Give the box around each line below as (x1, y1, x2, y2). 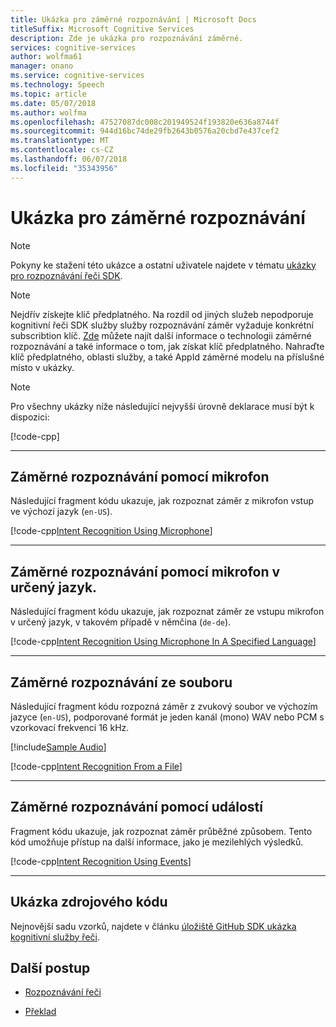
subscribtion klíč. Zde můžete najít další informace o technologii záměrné (10, 329, 312, 341)
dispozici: (10, 411, 50, 423)
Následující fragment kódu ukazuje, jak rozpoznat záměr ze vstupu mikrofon (10, 606, 325, 618)
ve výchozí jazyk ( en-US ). (10, 506, 113, 518)
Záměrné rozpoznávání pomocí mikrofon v (10, 563, 281, 580)
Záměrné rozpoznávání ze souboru (10, 674, 233, 691)
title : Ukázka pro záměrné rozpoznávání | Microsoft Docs (10, 14, 257, 25)
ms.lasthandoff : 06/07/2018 (10, 154, 128, 164)
